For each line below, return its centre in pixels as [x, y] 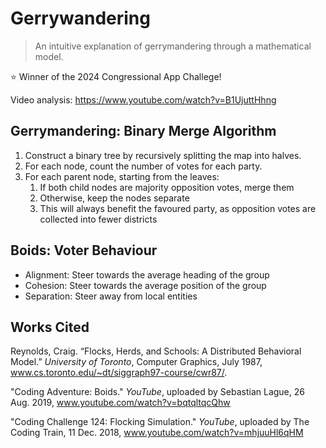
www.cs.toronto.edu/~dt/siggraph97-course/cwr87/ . [119, 373]
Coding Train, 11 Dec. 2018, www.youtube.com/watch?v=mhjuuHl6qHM [157, 433]
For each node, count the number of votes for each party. [143, 166]
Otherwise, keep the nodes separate [114, 198]
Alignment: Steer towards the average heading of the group [147, 274]
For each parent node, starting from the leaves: [122, 176]
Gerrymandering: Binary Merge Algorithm [143, 131]
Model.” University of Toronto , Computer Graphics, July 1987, [136, 362]
